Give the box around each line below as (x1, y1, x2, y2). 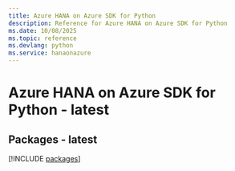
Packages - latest (8, 132, 98, 146)
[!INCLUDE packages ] (8, 154, 81, 163)
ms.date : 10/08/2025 (8, 26, 78, 35)
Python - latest (8, 101, 110, 119)
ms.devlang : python (8, 42, 74, 50)
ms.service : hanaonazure (8, 49, 91, 57)
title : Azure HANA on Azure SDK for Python (8, 11, 156, 20)
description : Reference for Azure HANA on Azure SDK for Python (8, 19, 228, 27)
